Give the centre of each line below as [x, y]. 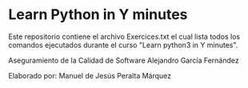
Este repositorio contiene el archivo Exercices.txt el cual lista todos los [124, 36]
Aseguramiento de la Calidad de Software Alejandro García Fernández [124, 60]
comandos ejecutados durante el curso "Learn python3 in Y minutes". [123, 44]
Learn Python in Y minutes [98, 15]
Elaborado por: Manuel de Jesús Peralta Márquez [90, 75]
